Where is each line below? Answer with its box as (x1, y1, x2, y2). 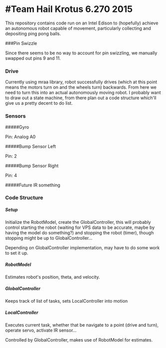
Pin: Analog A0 (5, 134, 36, 140)
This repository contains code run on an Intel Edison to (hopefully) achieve (5, 20, 159, 26)
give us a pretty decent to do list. (5, 100, 73, 106)
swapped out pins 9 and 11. (5, 55, 61, 61)
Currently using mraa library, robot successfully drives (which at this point (5, 79, 158, 85)
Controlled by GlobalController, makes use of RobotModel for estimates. (5, 337, 153, 343)
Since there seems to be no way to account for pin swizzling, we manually (5, 50, 158, 56)
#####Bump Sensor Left (5, 143, 56, 149)
